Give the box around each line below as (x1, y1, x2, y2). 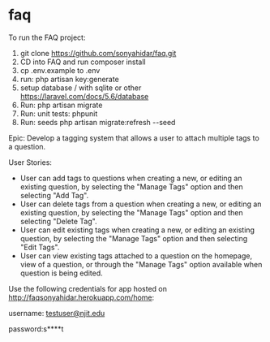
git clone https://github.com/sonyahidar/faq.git (19, 48, 177, 58)
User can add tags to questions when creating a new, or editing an (19, 173, 242, 183)
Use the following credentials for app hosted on (8, 284, 168, 293)
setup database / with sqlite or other (19, 83, 142, 93)
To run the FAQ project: (8, 32, 86, 42)
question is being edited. (19, 268, 103, 278)
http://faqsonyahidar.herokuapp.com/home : (8, 292, 155, 302)
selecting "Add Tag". (19, 190, 89, 200)
